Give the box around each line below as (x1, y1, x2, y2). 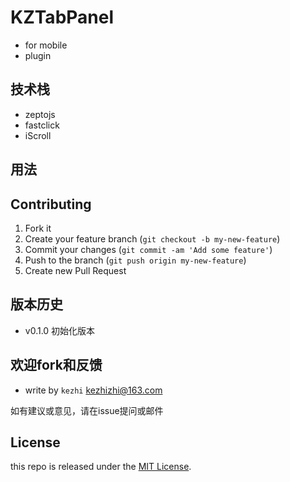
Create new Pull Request (24, 264, 127, 276)
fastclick (24, 119, 60, 131)
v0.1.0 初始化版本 (24, 324, 96, 336)
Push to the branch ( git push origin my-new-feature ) (24, 254, 247, 266)
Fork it (24, 222, 52, 234)
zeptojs (24, 108, 56, 120)
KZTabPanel (10, 6, 115, 29)
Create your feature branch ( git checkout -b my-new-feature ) (24, 232, 281, 245)
